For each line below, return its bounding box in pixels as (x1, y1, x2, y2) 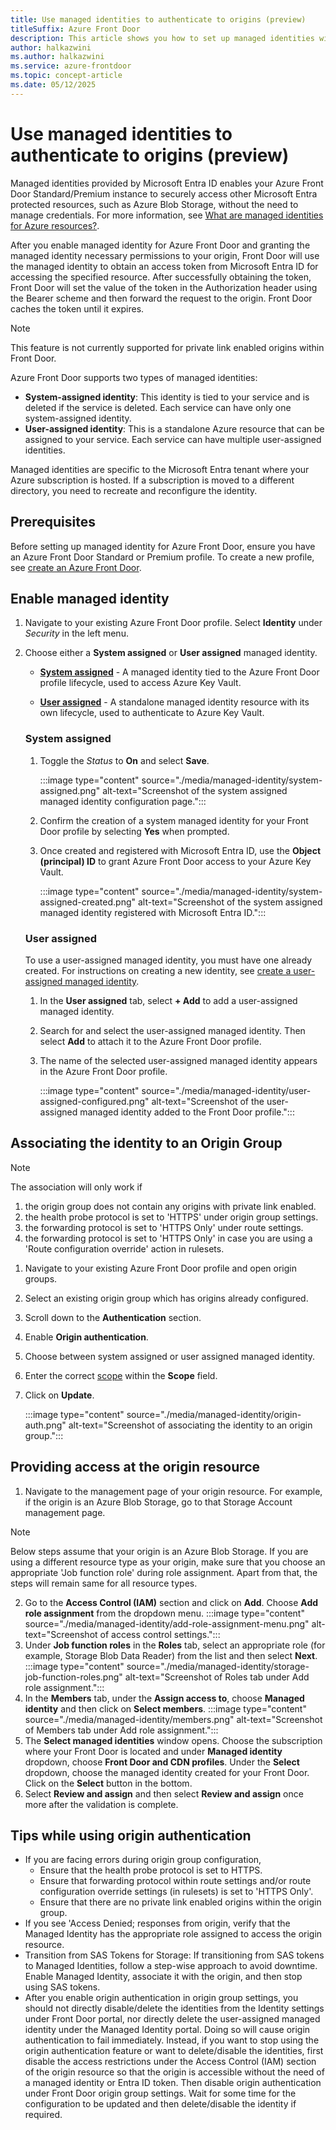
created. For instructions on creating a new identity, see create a (24, 964, 292, 976)
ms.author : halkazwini (10, 52, 105, 62)
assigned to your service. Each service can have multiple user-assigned (24, 433, 322, 445)
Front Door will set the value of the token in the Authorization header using (10, 281, 318, 293)
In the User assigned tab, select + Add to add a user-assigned (39, 994, 298, 1006)
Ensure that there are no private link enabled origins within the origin (39, 1896, 322, 1908)
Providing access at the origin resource (10, 1459, 261, 1476)
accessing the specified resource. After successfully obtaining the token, (10, 271, 312, 283)
